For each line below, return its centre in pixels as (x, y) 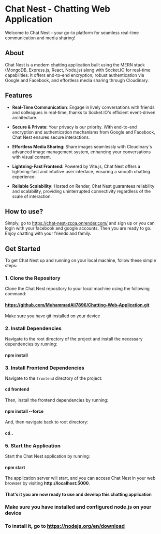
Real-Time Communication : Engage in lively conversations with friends (83, 107)
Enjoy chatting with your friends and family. (48, 233)
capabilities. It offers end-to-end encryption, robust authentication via (74, 75)
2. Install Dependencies (33, 328)
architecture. (25, 117)
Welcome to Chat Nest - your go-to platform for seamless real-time (72, 32)
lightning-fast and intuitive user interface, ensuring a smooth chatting (81, 171)
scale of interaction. (32, 196)
